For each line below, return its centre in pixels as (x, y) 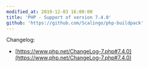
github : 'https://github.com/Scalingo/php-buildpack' (75, 23)
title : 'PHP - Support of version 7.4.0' (59, 17)
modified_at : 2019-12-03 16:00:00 (50, 12)
